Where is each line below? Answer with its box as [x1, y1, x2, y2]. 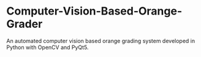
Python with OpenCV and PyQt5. [6, 44, 89, 51]
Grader [6, 17, 43, 31]
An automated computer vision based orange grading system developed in [6, 37, 195, 44]
